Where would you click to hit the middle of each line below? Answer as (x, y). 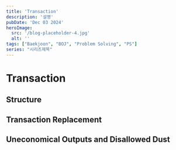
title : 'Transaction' (32, 11)
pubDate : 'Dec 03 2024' (35, 22)
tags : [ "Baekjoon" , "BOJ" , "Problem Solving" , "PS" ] (72, 44)
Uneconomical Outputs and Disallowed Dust (88, 140)
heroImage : (19, 28)
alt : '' (21, 39)
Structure (24, 100)
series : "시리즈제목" (29, 50)
